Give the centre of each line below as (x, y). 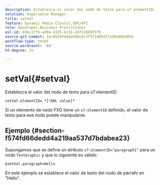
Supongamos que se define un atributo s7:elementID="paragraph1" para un (80, 150)
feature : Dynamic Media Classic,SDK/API (47, 23)
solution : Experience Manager (36, 14)
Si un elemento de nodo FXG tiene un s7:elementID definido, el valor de (77, 110)
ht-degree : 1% (19, 50)
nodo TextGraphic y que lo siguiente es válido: (51, 155)
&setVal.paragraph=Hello (30, 164)
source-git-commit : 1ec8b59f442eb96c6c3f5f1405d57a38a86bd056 (69, 37)
